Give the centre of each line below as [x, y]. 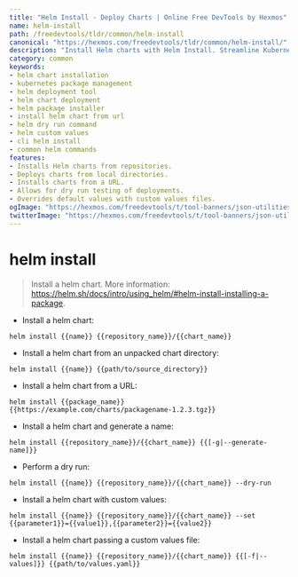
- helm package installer [57, 108]
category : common [41, 59]
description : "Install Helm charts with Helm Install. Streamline [134, 51]
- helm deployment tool [53, 91]
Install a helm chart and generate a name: [98, 426]
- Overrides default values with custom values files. [113, 199]
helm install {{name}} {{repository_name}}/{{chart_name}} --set [132, 516]
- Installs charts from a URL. [67, 183]
